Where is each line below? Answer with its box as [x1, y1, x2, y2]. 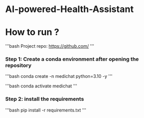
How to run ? [5, 27, 60, 38]
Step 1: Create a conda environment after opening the [5, 56, 139, 63]
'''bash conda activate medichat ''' [5, 83, 77, 89]
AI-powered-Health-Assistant [5, 4, 134, 15]
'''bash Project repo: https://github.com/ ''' [5, 43, 94, 49]
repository [5, 62, 32, 69]
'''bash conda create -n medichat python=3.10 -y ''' [5, 73, 113, 79]
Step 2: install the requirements [5, 95, 84, 102]
